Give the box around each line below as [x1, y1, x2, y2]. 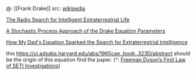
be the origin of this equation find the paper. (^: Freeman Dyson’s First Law [6, 56, 186, 63]
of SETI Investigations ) [6, 62, 61, 69]
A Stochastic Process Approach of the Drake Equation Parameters [6, 27, 166, 34]
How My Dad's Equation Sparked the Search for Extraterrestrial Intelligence [6, 39, 188, 45]
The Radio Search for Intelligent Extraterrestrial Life [6, 16, 130, 23]
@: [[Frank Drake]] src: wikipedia [6, 5, 86, 12]
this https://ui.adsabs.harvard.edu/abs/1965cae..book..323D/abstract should [6, 50, 190, 57]
